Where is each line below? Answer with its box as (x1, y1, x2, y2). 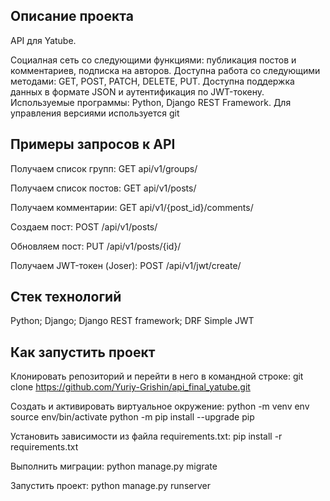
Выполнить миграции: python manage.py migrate (10, 460, 218, 473)
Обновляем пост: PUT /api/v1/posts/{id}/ (10, 240, 182, 252)
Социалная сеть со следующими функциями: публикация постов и (10, 54, 297, 66)
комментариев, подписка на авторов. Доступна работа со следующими (10, 64, 321, 76)
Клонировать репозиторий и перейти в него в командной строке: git (10, 370, 304, 383)
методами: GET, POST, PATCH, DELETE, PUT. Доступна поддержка (10, 75, 295, 87)
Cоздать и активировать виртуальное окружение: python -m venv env (10, 400, 310, 413)
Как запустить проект (10, 344, 156, 361)
